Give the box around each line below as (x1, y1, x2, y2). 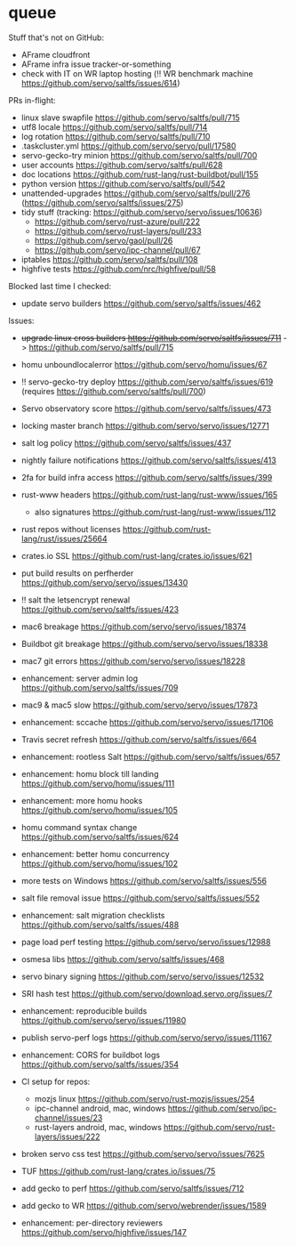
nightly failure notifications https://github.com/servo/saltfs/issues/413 (20, 455, 276, 465)
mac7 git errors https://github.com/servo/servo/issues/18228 (20, 655, 246, 666)
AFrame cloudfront (20, 49, 91, 60)
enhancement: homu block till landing (20, 768, 159, 779)
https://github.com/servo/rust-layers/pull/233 (34, 225, 202, 236)
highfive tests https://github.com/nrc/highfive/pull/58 (20, 263, 217, 274)
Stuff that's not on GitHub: (8, 32, 104, 43)
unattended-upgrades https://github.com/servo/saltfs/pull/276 (20, 188, 251, 198)
